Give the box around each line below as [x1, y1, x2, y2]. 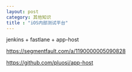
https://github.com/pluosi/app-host [6, 59, 94, 66]
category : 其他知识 [6, 14, 52, 20]
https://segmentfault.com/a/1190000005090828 [6, 48, 126, 55]
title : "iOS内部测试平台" [6, 20, 68, 26]
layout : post [6, 8, 39, 15]
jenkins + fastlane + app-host [6, 36, 79, 43]
